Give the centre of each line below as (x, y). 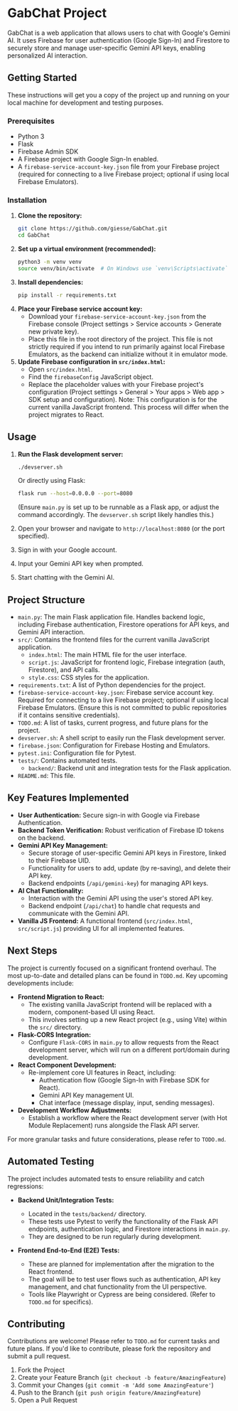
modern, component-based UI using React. (91, 1012)
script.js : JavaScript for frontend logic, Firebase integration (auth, (127, 662)
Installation (27, 200)
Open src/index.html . (60, 369)
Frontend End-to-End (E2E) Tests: (69, 1250)
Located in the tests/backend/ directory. (87, 1213)
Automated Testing (51, 1162)
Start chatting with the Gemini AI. (66, 577)
